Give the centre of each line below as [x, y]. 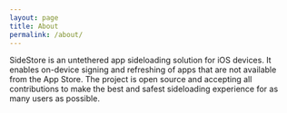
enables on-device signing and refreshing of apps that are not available [143, 70]
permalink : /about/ [46, 34]
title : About [34, 26]
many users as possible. [54, 99]
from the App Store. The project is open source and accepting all [131, 80]
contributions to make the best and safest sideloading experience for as [144, 89]
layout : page [34, 18]
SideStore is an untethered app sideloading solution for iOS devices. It [140, 61]
